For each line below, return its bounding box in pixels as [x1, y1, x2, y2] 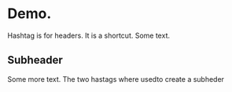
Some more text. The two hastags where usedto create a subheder [7, 74, 225, 83]
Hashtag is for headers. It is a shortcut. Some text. [7, 31, 171, 40]
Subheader [7, 53, 64, 67]
